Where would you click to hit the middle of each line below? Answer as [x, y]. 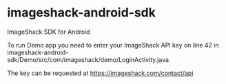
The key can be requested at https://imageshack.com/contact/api [100, 73]
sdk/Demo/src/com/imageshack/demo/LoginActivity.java [88, 59]
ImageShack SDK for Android [49, 32]
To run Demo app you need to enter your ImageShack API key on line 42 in [113, 45]
